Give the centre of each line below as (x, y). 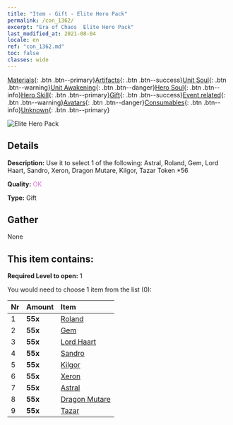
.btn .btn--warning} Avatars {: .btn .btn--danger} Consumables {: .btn (105, 102)
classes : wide (28, 60)
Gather (23, 220)
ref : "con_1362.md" (36, 47)
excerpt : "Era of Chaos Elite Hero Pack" (71, 27)
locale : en (23, 40)
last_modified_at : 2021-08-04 (52, 34)
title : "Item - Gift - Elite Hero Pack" (68, 14)
